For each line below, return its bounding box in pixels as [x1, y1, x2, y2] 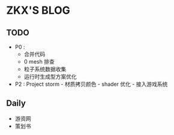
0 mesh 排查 [23, 58, 55, 65]
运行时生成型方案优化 [23, 73, 77, 80]
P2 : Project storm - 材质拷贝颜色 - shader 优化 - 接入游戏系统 [14, 80, 168, 88]
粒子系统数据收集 [23, 65, 67, 73]
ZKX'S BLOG [6, 4, 71, 17]
